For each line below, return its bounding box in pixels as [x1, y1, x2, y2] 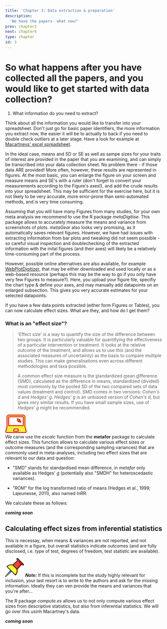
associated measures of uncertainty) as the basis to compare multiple [17, 352, 161, 358]
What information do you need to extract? [12, 110, 98, 116]
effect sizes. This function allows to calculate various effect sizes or [5, 439, 145, 445]
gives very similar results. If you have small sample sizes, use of [17, 399, 149, 405]
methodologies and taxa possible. [17, 363, 87, 369]
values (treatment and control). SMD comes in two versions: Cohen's [17, 389, 160, 395]
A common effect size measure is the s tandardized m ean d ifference [17, 373, 157, 379]
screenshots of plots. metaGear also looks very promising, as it [5, 224, 135, 230]
